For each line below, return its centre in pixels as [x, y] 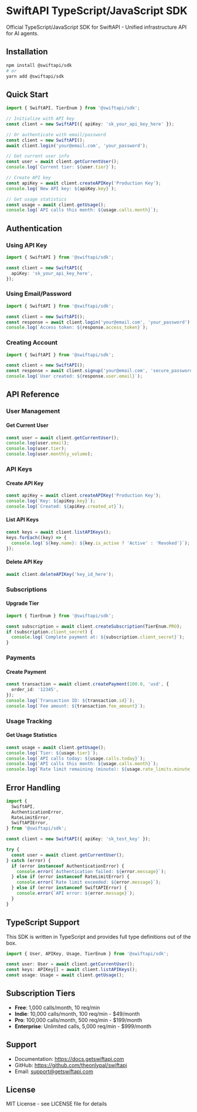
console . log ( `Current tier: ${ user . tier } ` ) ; [61, 167]
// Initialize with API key [40, 119]
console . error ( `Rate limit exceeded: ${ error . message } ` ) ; [89, 882]
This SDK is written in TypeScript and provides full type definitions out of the [98, 936]
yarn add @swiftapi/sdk [35, 76]
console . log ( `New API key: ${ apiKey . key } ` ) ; [61, 188]
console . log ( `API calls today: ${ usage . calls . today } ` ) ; [76, 759]
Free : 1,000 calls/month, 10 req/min [57, 1007]
